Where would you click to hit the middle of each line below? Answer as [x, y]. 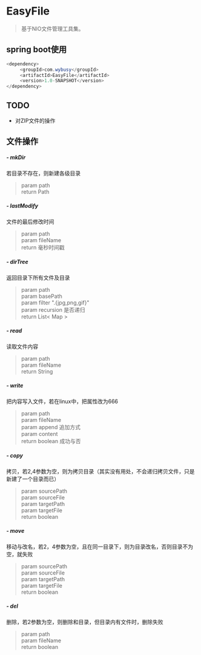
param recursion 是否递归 [53, 310]
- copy [15, 455]
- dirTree [17, 262]
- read [14, 331]
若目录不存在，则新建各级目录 [43, 173]
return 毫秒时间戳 [43, 248]
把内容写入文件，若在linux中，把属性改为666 [62, 401]
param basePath [41, 296]
